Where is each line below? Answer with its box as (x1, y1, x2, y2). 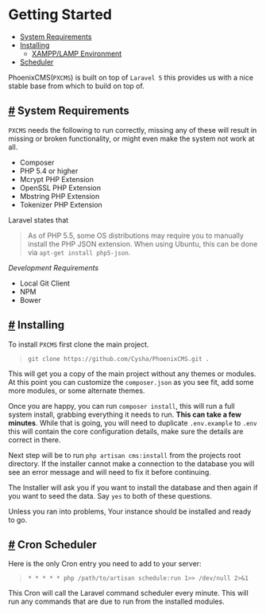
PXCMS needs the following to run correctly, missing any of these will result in (8, 125, 257, 134)
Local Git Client (19, 278, 70, 288)
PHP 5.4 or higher (19, 165, 79, 176)
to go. (8, 515, 28, 524)
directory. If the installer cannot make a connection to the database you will (8, 459, 255, 468)
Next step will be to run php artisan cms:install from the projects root (8, 450, 241, 460)
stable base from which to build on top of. (8, 81, 145, 91)
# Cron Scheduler (8, 538, 97, 551)
